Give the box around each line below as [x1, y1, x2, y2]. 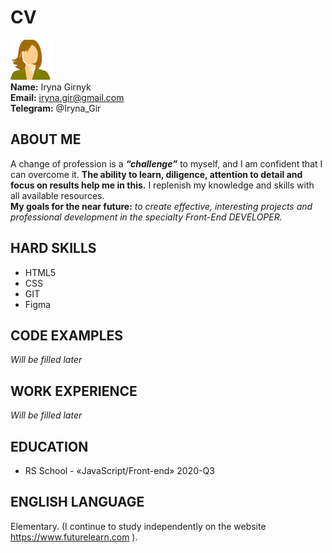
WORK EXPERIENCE [10, 382, 138, 400]
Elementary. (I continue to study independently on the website [10, 520, 267, 532]
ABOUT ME [10, 131, 82, 148]
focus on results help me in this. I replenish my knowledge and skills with [10, 179, 315, 191]
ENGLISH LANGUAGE [10, 494, 145, 511]
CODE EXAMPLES [10, 327, 124, 344]
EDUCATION [10, 438, 89, 455]
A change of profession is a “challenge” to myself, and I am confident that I [10, 157, 323, 170]
